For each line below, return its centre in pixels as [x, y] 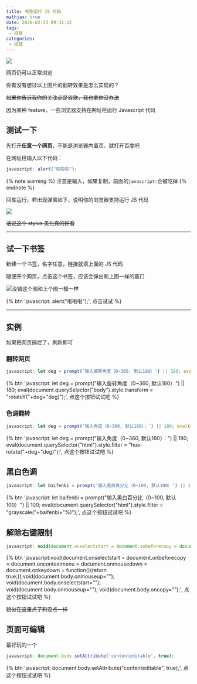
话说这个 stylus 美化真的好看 [40, 223]
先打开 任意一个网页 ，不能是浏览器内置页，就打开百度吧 [73, 145]
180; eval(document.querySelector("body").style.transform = [80, 390]
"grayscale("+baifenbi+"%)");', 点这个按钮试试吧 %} [69, 512]
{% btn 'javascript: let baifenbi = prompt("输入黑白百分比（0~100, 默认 [91, 498]
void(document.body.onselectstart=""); [54, 582]
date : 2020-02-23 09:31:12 [39, 22]
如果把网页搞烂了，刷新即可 [40, 342]
